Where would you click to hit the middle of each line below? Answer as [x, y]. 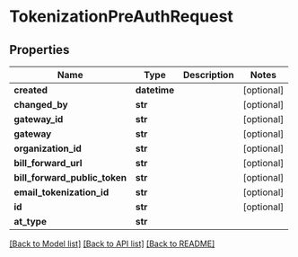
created [31, 90]
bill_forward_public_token [70, 177]
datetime [155, 90]
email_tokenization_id [61, 192]
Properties [39, 50]
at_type [31, 222]
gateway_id [39, 119]
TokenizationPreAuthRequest [121, 17]
